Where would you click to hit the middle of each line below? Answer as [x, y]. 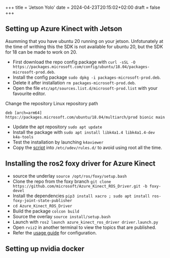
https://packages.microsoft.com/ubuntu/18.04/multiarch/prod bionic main [85, 117]
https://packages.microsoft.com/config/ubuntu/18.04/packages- [81, 67]
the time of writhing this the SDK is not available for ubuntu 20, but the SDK [84, 46]
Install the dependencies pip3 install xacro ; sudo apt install [81, 196]
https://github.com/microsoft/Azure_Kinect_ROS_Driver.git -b [80, 186]
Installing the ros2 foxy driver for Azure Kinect [80, 164]
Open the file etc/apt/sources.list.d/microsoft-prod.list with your [85, 88]
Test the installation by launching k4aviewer [58, 142]
